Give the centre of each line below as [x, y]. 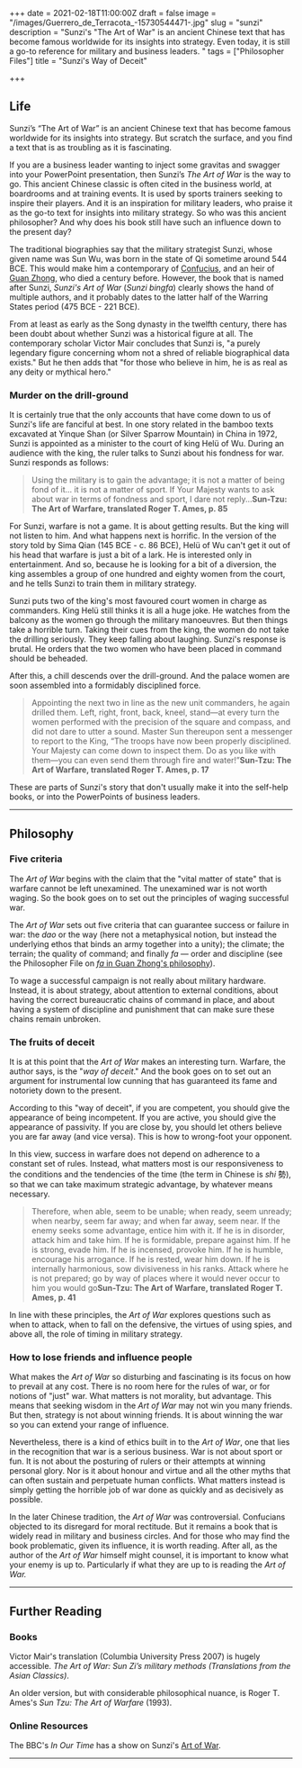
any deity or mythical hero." [61, 372]
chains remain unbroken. [55, 1019]
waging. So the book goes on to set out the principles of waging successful [149, 898]
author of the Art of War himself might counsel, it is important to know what [149, 1556]
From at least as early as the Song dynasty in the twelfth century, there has [148, 324]
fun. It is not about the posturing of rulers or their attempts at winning [138, 1461]
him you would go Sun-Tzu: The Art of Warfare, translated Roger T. [157, 1288]
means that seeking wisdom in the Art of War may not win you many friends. [151, 1406]
